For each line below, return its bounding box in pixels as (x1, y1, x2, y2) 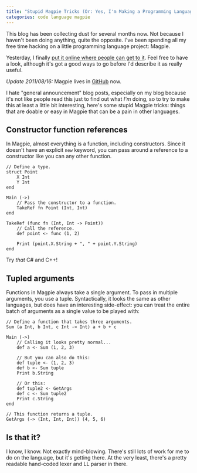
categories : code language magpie (6, 14, 91, 20)
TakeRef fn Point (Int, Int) (16, 205, 88, 211)
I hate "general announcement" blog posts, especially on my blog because (6, 89, 186, 96)
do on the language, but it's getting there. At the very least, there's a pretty (6, 454, 187, 461)
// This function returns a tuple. (6, 411, 93, 417)
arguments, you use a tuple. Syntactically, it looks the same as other (6, 295, 171, 302)
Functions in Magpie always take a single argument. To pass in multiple (6, 289, 178, 296)
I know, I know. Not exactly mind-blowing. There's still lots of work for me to (6, 448, 189, 455)
